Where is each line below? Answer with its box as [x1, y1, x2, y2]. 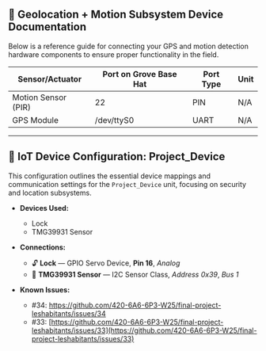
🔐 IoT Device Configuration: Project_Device [8, 150, 226, 163]
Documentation [8, 21, 87, 34]
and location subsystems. [8, 188, 93, 197]
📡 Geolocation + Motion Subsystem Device [8, 8, 224, 21]
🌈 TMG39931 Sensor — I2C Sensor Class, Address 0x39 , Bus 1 [31, 269, 239, 279]
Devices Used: [19, 203, 69, 212]
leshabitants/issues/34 [31, 308, 107, 318]
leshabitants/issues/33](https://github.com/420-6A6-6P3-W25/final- [31, 326, 257, 335]
